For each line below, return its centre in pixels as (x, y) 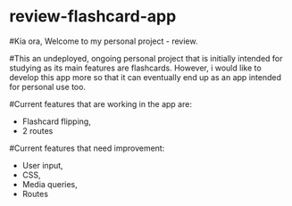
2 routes (38, 130)
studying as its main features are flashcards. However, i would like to (135, 68)
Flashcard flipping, (56, 121)
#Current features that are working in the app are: (100, 103)
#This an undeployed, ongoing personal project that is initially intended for (146, 58)
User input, (43, 165)
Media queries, (50, 184)
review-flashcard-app (93, 16)
